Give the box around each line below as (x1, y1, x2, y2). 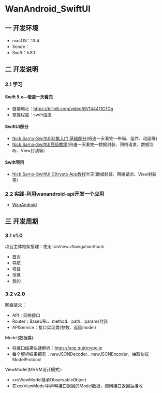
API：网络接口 (12, 313, 41, 318)
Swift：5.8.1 (12, 50, 35, 55)
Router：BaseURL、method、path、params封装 (12, 318, 108, 324)
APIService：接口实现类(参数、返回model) (12, 325, 97, 330)
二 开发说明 (5, 65, 39, 74)
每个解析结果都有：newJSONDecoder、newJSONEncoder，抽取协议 (12, 351, 149, 357)
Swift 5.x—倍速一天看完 (5, 94, 53, 100)
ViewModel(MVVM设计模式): (5, 367, 62, 373)
